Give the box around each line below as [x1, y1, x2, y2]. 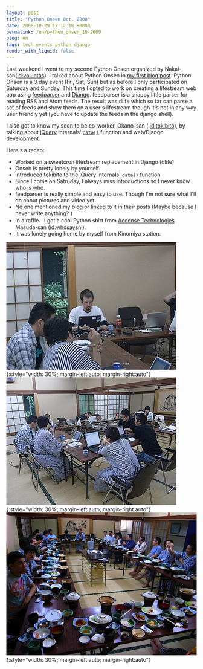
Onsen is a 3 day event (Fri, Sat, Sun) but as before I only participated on [6, 78, 188, 85]
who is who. [14, 184, 45, 191]
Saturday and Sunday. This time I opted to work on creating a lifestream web [6, 85, 197, 92]
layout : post [6, 10, 39, 16]
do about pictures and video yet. [14, 196, 97, 204]
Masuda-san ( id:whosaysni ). [14, 224, 86, 231]
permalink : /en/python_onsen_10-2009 [6, 29, 101, 35]
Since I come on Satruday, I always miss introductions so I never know [14, 177, 190, 184]
